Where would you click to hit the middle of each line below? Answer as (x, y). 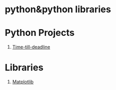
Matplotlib (23, 82)
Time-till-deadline (31, 47)
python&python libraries (58, 9)
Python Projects (40, 33)
